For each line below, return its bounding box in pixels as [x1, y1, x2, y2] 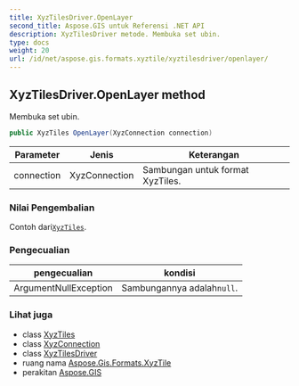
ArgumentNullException [13, 282, 113, 294]
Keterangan [188, 148, 240, 160]
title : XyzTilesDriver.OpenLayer [9, 12, 133, 22]
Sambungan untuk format [141, 163, 249, 176]
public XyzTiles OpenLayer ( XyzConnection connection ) [9, 128, 214, 137]
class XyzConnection [21, 338, 101, 349]
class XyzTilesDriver [21, 348, 98, 358]
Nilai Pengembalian [9, 201, 95, 214]
